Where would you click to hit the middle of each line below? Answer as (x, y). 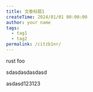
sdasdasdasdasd (27, 72)
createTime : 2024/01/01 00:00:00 (47, 17)
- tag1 (19, 33)
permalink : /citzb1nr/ (34, 45)
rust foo (15, 61)
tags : (13, 28)
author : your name (28, 22)
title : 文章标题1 (25, 11)
